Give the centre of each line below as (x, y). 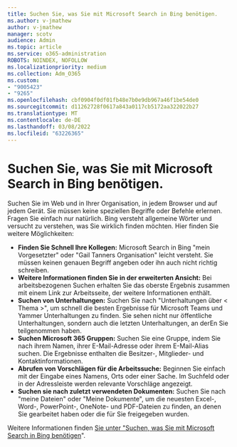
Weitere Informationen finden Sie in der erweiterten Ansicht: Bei (115, 278)
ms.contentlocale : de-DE (44, 120)
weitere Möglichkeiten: (41, 234)
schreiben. (33, 270)
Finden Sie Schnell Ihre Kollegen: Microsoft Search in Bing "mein (114, 247)
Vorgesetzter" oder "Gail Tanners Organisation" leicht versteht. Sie (115, 255)
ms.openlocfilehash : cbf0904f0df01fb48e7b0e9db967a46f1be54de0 (103, 101)
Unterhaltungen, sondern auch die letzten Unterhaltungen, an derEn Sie (123, 323)
